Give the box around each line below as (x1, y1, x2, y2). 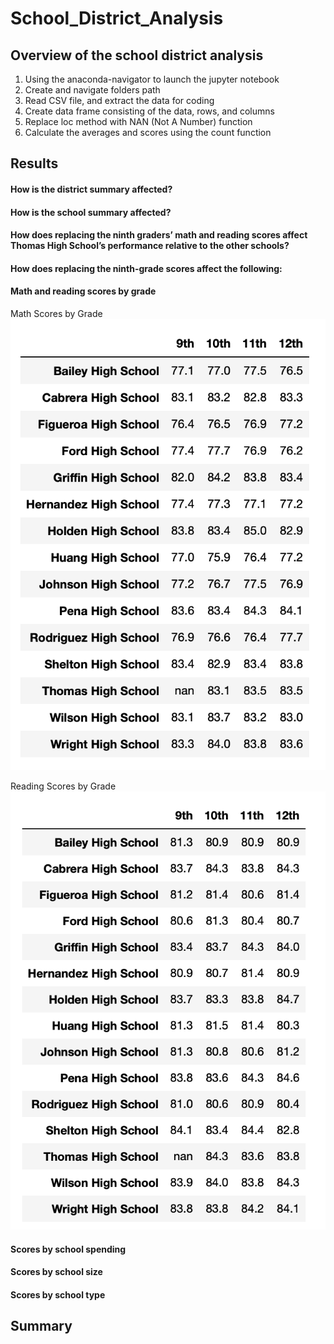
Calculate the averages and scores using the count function (24, 127, 272, 138)
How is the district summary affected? (10, 183, 173, 195)
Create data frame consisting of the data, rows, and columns (24, 105, 275, 117)
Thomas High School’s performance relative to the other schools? (10, 240, 290, 252)
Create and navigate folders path (24, 84, 161, 96)
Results (10, 155, 59, 172)
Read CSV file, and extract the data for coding (24, 95, 215, 106)
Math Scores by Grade (10, 307, 103, 319)
